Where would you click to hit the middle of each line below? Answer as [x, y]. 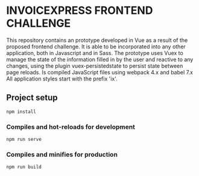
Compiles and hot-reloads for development [71, 126]
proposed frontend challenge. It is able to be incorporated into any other [96, 47]
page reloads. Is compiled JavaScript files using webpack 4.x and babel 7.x [99, 72]
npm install [21, 112]
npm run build [24, 167]
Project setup [32, 98]
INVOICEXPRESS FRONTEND [80, 11]
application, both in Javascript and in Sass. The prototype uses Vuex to [95, 53]
